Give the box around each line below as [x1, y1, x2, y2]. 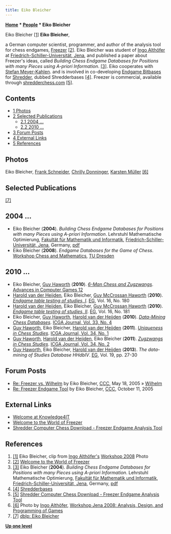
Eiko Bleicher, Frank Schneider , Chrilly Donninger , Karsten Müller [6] [5, 169, 149, 175]
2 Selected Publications [12, 113, 63, 119]
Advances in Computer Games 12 [12, 286, 83, 293]
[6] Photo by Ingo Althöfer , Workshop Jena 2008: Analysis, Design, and [12, 502, 163, 508]
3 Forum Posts [12, 129, 43, 136]
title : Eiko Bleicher [5, 7, 52, 13]
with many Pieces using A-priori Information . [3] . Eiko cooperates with [5, 63, 154, 69]
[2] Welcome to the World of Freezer [12, 459, 90, 465]
